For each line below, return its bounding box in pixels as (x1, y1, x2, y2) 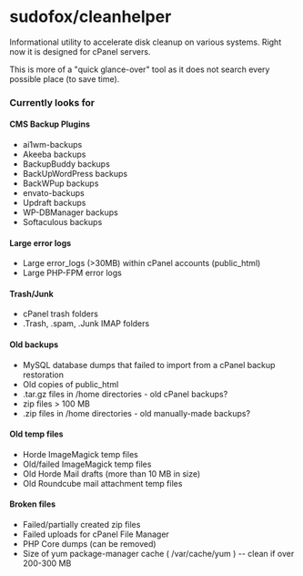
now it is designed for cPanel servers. (9, 46, 151, 57)
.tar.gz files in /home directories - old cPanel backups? (22, 388, 228, 399)
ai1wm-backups (22, 139, 83, 150)
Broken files (9, 499, 56, 509)
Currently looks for (9, 96, 96, 108)
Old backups (9, 339, 59, 350)
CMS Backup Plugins (9, 118, 91, 129)
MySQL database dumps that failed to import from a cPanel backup (22, 359, 276, 370)
